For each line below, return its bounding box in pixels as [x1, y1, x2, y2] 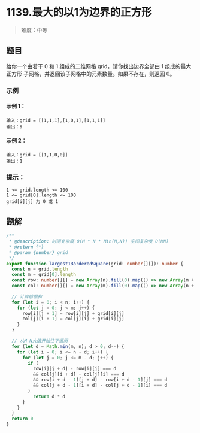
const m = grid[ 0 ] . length [11, 272, 77, 278]
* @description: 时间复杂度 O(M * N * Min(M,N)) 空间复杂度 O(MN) [8, 238, 169, 244]
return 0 [11, 416, 34, 422]
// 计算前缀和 [11, 293, 43, 299]
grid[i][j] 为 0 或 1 [6, 199, 59, 205]
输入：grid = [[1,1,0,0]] [6, 152, 68, 158]
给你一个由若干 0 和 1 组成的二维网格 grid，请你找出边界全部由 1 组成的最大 [6, 62, 192, 69]
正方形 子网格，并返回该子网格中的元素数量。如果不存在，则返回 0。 [6, 70, 175, 77]
